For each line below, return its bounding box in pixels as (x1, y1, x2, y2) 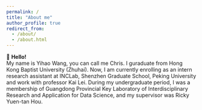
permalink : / (6, 8, 39, 15)
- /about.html (11, 37, 47, 43)
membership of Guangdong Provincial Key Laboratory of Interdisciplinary (6, 85, 189, 92)
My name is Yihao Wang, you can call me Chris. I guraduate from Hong (6, 60, 183, 67)
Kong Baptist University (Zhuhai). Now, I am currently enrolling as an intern (6, 66, 192, 73)
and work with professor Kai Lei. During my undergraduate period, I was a (6, 79, 191, 86)
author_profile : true (6, 20, 61, 26)
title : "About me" (6, 14, 53, 20)
